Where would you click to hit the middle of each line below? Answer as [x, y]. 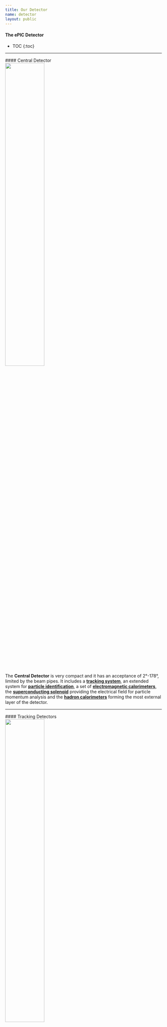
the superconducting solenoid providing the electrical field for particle [78, 691]
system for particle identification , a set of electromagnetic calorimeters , [81, 686]
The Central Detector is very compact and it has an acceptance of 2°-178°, [82, 676]
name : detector [21, 14]
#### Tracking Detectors [31, 716]
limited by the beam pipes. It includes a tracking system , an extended [77, 681]
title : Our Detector [27, 10]
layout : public [21, 19]
